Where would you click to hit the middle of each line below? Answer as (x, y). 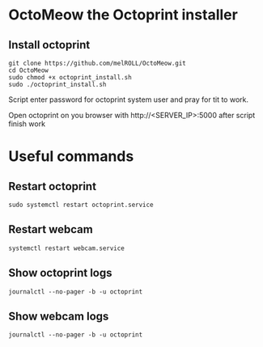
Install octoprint (49, 45)
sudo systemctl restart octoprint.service (81, 205)
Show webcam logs (59, 317)
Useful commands (71, 157)
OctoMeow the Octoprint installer (123, 15)
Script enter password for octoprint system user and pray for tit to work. (129, 99)
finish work (27, 124)
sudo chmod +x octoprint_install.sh (70, 78)
